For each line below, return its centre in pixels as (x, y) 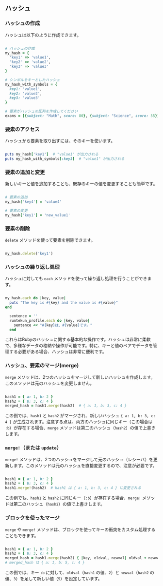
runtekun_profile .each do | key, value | (50, 320)
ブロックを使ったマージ (32, 518)
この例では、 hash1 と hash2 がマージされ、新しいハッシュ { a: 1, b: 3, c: (80, 416)
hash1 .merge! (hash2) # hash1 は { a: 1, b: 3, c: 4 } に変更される (73, 488)
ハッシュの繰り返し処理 (32, 267)
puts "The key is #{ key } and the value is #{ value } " (64, 303)
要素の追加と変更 (25, 172)
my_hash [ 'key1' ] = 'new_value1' (38, 215)
